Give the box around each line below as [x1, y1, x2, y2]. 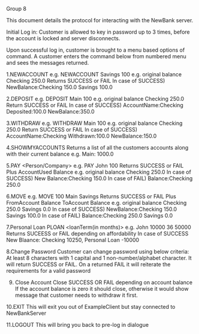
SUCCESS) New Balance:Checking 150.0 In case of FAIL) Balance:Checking [6, 175, 193, 182]
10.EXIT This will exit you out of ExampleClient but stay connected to [6, 303, 176, 310]
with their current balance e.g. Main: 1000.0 [6, 150, 114, 157]
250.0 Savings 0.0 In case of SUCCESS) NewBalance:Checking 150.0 [6, 205, 177, 213]
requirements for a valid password [6, 267, 91, 274]
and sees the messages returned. [6, 59, 89, 66]
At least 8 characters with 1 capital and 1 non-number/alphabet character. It [6, 255, 192, 261]
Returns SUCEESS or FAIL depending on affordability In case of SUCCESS [6, 230, 189, 237]
